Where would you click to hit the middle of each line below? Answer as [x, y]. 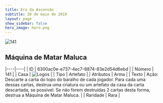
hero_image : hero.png [27, 28]
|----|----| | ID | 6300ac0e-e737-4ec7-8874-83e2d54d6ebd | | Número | [79, 69]
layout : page [18, 19]
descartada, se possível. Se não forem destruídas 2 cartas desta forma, [78, 90]
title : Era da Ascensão [30, 10]
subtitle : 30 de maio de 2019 [36, 14]
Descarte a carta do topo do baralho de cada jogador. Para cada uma [75, 79]
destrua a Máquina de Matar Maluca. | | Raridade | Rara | [63, 95]
